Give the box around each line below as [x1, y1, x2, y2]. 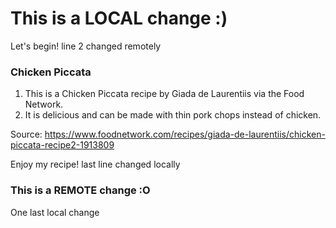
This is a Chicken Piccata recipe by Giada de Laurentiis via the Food [24, 88, 305, 100]
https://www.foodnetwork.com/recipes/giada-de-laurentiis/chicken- [44, 128, 326, 141]
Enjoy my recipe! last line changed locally [10, 158, 181, 171]
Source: [10, 128, 43, 141]
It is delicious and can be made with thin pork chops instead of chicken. [24, 109, 322, 121]
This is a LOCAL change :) [10, 7, 228, 30]
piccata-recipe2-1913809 [10, 139, 115, 151]
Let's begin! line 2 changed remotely [10, 40, 162, 52]
